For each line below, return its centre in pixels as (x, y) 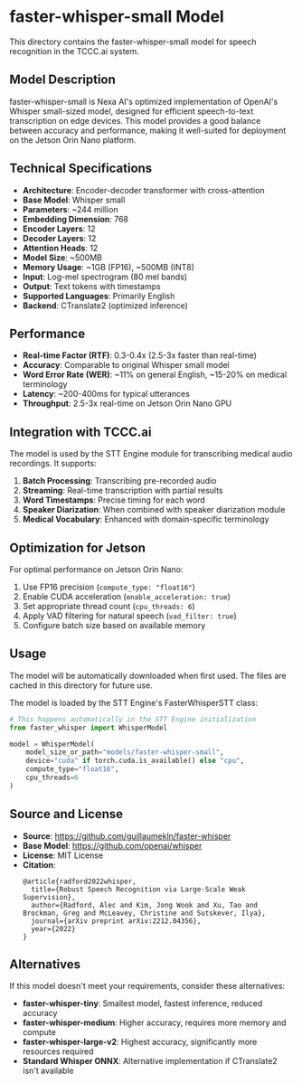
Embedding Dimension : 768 (75, 219)
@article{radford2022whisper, (80, 881)
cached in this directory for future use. (81, 685)
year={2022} (53, 928)
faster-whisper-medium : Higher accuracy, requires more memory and (154, 1022)
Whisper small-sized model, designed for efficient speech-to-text (132, 111)
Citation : (39, 864)
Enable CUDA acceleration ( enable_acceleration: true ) (126, 597)
